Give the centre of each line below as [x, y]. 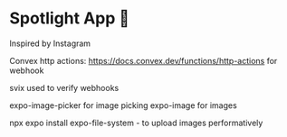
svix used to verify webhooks [64, 87]
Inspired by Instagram [50, 43]
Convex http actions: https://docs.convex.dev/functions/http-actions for [143, 60]
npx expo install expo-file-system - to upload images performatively [136, 123]
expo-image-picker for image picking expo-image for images [123, 105]
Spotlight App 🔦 [69, 18]
